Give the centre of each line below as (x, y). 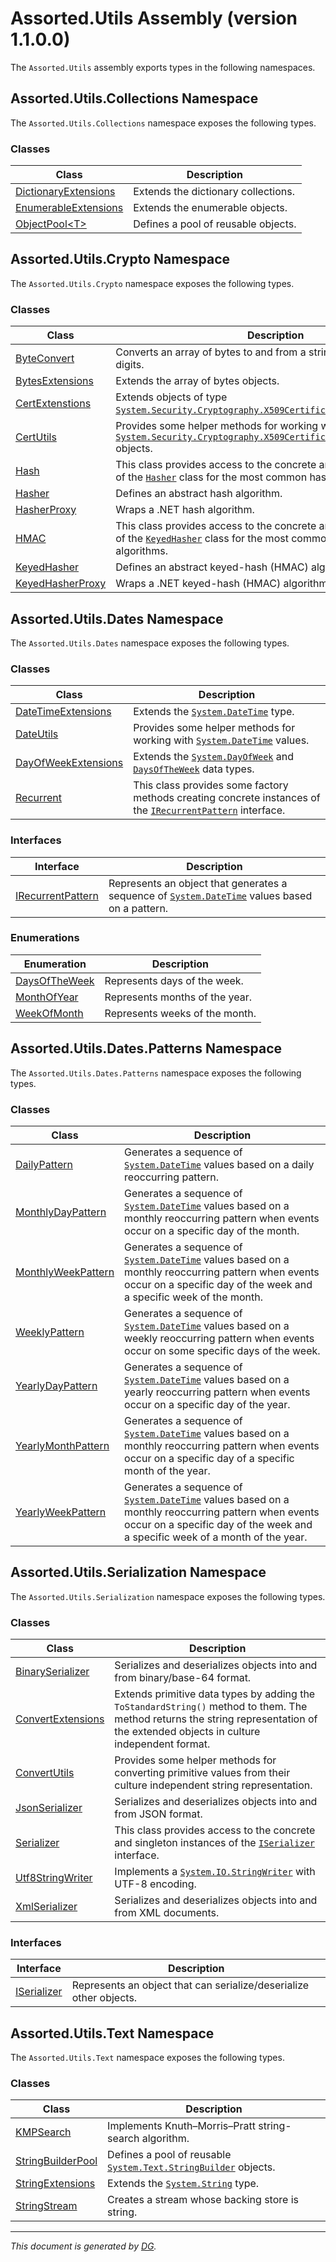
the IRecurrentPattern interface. (209, 810)
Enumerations (45, 938)
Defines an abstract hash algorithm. (199, 494)
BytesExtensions (54, 381)
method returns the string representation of (216, 1719)
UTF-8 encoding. (155, 1884)
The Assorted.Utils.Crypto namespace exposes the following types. (152, 283)
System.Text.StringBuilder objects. (191, 2167)
